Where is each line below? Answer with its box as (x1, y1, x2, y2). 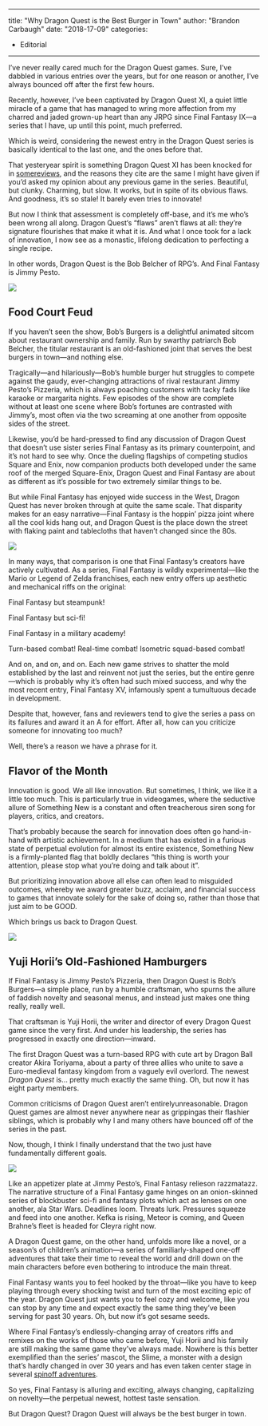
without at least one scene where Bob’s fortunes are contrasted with (8, 401, 233, 411)
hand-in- (223, 826, 252, 836)
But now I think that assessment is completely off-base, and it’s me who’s (8, 209, 249, 219)
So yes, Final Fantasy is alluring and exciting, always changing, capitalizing (8, 1385, 254, 1395)
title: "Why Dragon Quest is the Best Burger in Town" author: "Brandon (8, 16, 240, 25)
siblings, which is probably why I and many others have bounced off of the (8, 1116, 254, 1126)
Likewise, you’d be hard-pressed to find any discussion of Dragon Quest (8, 434, 246, 443)
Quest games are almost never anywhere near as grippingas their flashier (8, 1107, 250, 1117)
